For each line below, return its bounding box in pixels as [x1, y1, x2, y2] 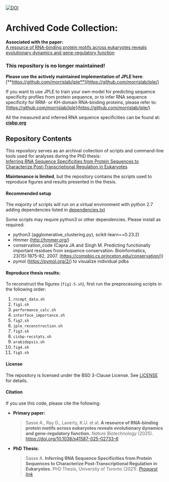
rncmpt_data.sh [13, 297, 45, 302]
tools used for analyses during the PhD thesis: [6, 153, 101, 159]
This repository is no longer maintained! [6, 62, 105, 69]
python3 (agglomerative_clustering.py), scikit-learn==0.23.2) [13, 232, 139, 238]
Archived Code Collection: [6, 23, 118, 34]
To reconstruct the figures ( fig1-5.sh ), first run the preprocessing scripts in [6, 281, 162, 287]
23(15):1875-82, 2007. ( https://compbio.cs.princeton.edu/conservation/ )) [13, 253, 163, 259]
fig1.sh [13, 302, 29, 308]
